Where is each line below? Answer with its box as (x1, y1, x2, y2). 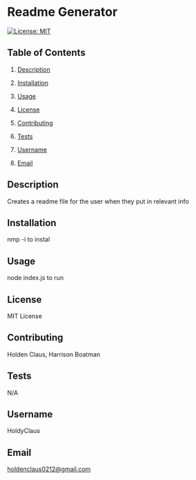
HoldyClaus (7, 427, 40, 435)
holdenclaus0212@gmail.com (7, 465, 91, 473)
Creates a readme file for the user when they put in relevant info (7, 197, 190, 206)
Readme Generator (7, 4, 118, 20)
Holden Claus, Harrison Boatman (7, 350, 101, 359)
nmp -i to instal (7, 235, 50, 243)
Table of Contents (7, 47, 86, 59)
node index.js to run (7, 274, 64, 282)
